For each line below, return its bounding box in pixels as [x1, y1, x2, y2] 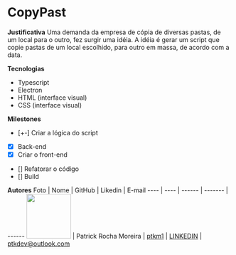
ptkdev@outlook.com [7, 239, 70, 248]
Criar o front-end [17, 150, 68, 159]
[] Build [17, 172, 39, 181]
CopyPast [7, 4, 66, 21]
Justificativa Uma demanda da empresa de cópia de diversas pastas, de [7, 28, 222, 36]
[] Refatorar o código [17, 165, 80, 173]
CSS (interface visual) [17, 100, 82, 109]
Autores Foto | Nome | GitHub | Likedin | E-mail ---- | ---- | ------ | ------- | [7, 186, 229, 194]
